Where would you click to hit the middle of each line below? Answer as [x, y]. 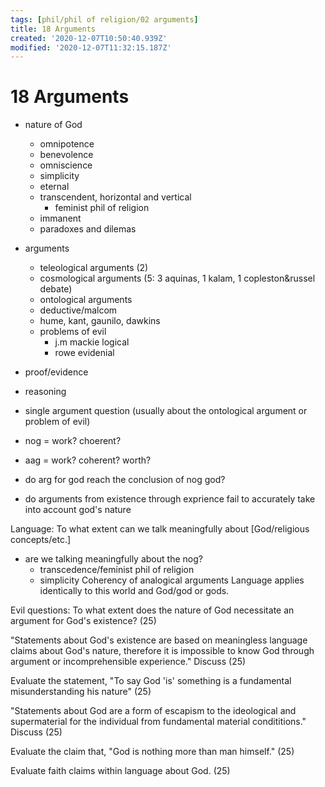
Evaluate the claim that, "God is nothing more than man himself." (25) [152, 752]
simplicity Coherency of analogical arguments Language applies [172, 580]
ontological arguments [86, 300]
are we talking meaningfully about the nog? [113, 559]
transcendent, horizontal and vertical [115, 197]
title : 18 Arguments [53, 29]
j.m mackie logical [92, 342]
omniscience [66, 165]
